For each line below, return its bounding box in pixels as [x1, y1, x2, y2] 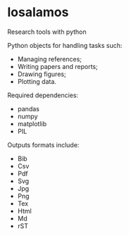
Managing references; [17, 54, 82, 63]
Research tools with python [7, 27, 87, 36]
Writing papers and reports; [17, 62, 98, 70]
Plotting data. [17, 77, 56, 85]
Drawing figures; [17, 70, 66, 78]
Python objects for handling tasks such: [7, 41, 123, 49]
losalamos [7, 4, 69, 20]
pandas [17, 104, 40, 113]
